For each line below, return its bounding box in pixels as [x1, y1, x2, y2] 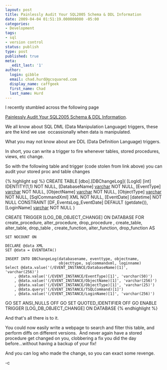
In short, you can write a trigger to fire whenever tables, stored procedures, [5, 148, 161, 155]
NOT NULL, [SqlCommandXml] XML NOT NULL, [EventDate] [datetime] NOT [5, 194, 162, 200]
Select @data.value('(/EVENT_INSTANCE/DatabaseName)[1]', [5, 265, 128, 270]
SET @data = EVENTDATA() [5, 248, 57, 253]
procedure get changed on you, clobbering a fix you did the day [5, 335, 137, 342]
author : [5, 68, 21, 73]
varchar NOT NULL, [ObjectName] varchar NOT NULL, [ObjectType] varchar [5, 189, 162, 195]
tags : [5, 30, 16, 35]
